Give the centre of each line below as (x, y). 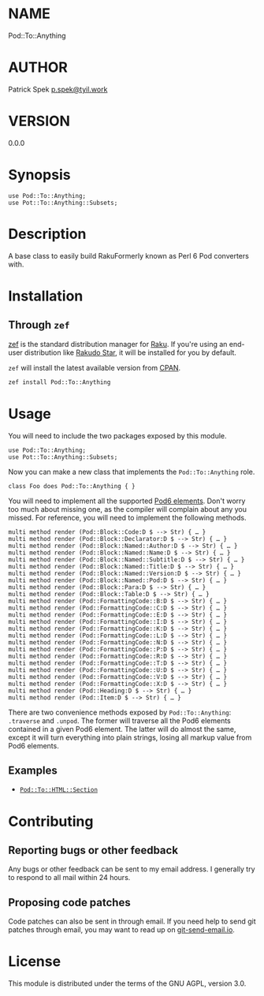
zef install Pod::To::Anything (59, 382)
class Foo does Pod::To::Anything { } (72, 486)
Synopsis (39, 175)
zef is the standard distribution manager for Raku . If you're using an (118, 344)
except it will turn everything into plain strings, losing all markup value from (130, 737)
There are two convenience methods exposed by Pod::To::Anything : (120, 712)
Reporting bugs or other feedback (93, 850)
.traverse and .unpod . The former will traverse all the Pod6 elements (119, 720)
